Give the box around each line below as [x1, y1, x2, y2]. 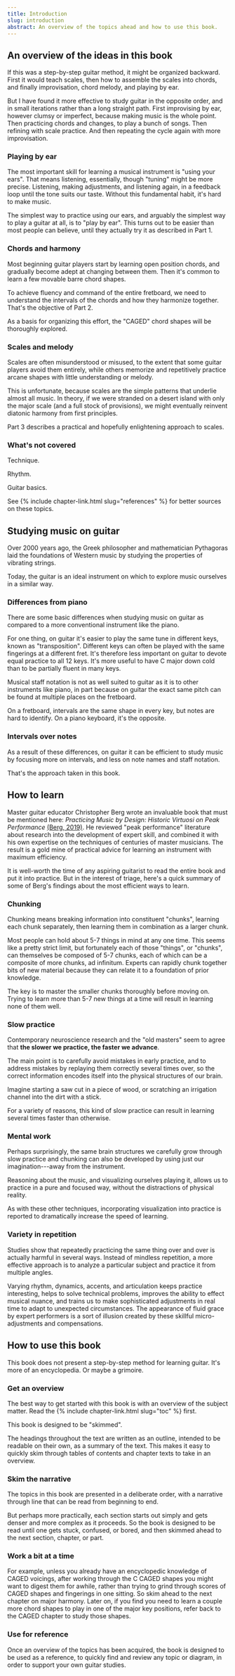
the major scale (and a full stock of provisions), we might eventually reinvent [7, 402, 228, 410]
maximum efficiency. [7, 852, 68, 861]
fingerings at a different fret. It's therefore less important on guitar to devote [7, 649, 227, 658]
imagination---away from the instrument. [7, 1162, 126, 1171]
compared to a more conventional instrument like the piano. [7, 621, 180, 629]
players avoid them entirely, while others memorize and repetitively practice [7, 365, 227, 374]
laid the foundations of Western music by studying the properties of [7, 551, 203, 560]
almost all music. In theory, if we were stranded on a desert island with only [7, 394, 225, 403]
